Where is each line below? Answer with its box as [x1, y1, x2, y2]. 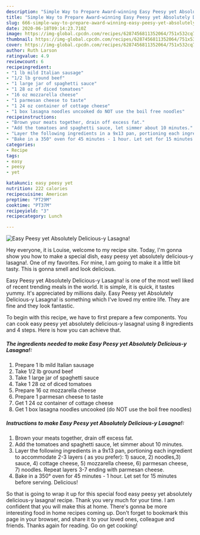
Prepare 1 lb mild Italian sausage [14, 362, 94, 369]
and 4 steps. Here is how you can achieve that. [6, 326, 121, 334]
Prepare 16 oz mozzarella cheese [14, 387, 96, 394]
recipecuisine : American [6, 191, 68, 197]
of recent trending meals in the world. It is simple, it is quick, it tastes [6, 284, 174, 291]
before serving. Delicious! [14, 479, 79, 486]
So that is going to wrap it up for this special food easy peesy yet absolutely [6, 490, 192, 497]
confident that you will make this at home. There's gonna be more [6, 503, 168, 510]
